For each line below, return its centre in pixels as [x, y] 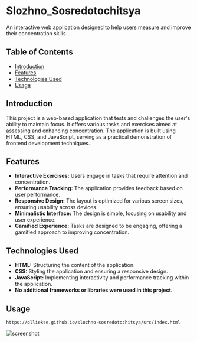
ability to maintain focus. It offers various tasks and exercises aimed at [92, 124]
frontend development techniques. [48, 143]
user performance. [37, 195]
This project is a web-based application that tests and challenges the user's [98, 118]
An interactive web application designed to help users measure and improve [98, 27]
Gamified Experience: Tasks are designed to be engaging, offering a [98, 226]
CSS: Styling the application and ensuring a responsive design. [91, 271]
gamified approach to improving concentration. [72, 232]
